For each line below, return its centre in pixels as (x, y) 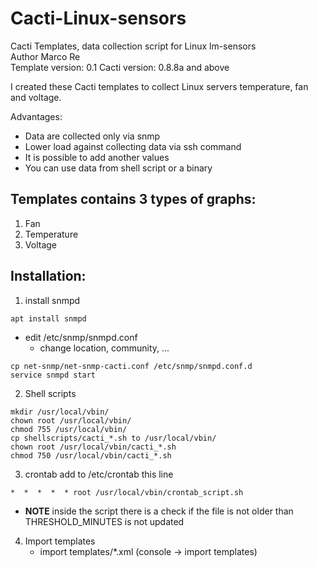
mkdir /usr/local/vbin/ (60, 412)
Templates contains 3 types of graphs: (133, 199)
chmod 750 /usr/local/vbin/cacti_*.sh (91, 455)
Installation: (48, 276)
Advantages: (36, 116)
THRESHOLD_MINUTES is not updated (104, 521)
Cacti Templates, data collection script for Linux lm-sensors (133, 46)
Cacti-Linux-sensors (98, 18)
